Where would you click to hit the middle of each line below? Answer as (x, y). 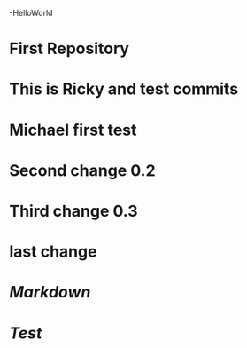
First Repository (69, 49)
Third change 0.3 (74, 211)
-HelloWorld (31, 13)
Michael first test (73, 130)
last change (53, 252)
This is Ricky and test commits (124, 89)
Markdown (50, 293)
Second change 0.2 (83, 170)
